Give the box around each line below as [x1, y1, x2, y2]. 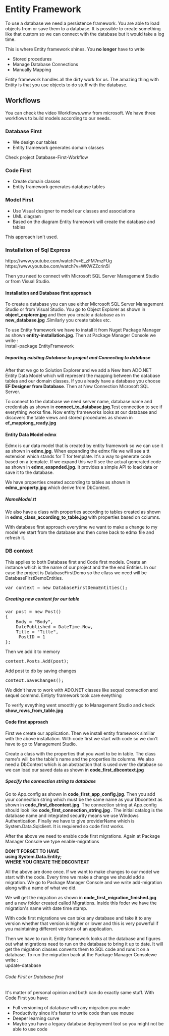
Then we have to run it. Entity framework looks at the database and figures [5, 935, 160, 942]
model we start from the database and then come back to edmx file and [5, 529, 154, 535]
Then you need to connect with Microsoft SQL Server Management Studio [5, 272, 159, 279]
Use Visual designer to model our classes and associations [12, 208, 135, 214]
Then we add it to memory [5, 648, 61, 655]
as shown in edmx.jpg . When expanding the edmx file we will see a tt [5, 448, 150, 454]
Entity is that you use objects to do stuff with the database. [5, 82, 128, 88]
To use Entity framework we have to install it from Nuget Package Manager [5, 327, 161, 333]
